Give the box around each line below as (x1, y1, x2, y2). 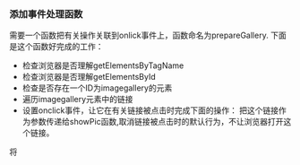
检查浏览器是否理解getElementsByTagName (21, 60, 184, 71)
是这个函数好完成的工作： (9, 41, 104, 52)
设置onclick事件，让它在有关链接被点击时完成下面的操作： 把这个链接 (21, 105, 279, 116)
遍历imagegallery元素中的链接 (21, 94, 133, 105)
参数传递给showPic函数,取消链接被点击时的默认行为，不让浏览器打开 (30, 117, 284, 127)
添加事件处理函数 (9, 7, 83, 20)
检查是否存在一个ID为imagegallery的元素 (21, 82, 173, 93)
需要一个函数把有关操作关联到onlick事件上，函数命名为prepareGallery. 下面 (9, 30, 287, 41)
